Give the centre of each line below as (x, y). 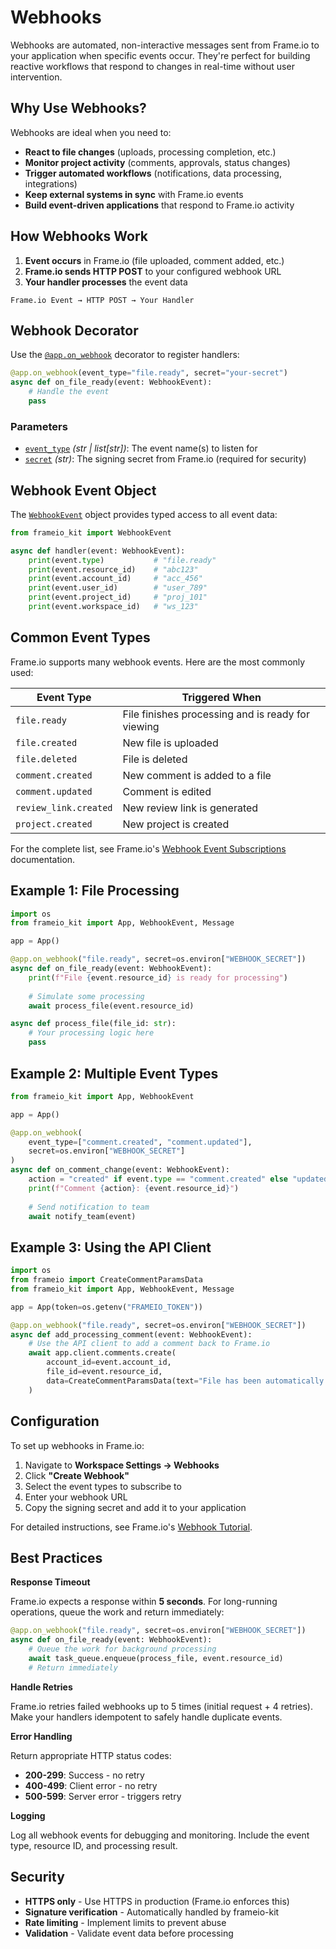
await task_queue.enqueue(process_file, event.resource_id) (156, 1658)
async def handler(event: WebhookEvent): (98, 551)
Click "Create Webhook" (77, 1475)
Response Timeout (50, 1582)
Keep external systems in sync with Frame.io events (134, 194)
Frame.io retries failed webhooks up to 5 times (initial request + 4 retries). (161, 1706)
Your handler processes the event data (106, 282)
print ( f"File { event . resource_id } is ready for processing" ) (158, 977)
